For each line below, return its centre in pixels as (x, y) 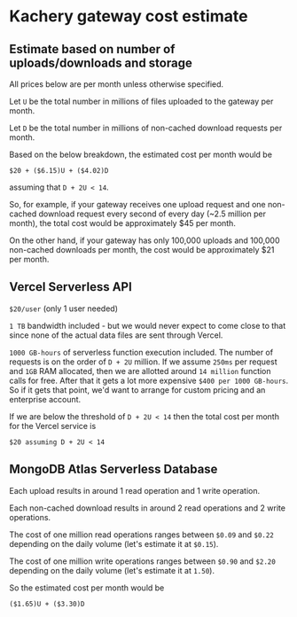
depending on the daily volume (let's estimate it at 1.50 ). (112, 570)
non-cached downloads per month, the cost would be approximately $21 (142, 250)
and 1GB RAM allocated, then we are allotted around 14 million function (141, 371)
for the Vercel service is (53, 426)
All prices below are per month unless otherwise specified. (117, 84)
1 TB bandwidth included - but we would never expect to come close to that (148, 325)
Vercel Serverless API (71, 287)
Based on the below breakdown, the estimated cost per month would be (141, 154)
